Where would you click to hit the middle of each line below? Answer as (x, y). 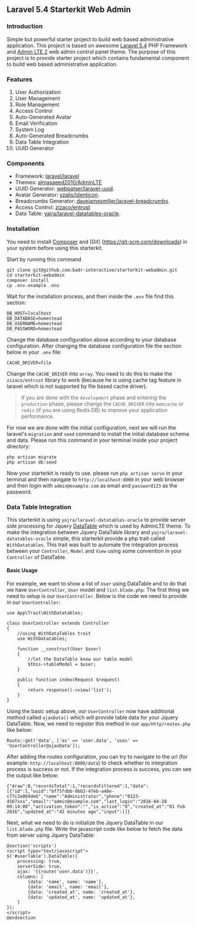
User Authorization (38, 92)
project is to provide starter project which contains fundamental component (98, 58)
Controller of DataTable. (37, 557)
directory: (18, 446)
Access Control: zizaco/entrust (52, 207)
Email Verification (36, 123)
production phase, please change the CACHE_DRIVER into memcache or (102, 404)
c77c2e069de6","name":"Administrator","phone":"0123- (74, 797)
